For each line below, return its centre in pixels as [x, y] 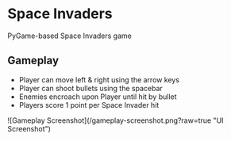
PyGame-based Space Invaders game [69, 36]
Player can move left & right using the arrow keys [99, 79]
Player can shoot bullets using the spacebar [91, 88]
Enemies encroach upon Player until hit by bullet [98, 97]
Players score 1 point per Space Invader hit [89, 105]
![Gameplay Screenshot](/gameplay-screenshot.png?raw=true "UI [115, 120]
